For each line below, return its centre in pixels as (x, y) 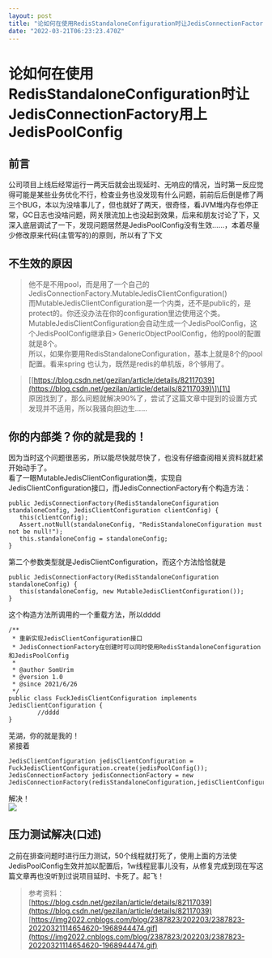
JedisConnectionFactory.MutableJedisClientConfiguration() (128, 293)
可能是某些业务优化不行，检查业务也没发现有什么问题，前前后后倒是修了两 (139, 195)
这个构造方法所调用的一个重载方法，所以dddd (85, 614)
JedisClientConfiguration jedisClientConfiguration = (101, 761)
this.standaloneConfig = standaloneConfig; (93, 539)
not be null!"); (36, 532)
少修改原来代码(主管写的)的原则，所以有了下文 (86, 235)
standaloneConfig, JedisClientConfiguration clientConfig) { (114, 511)
